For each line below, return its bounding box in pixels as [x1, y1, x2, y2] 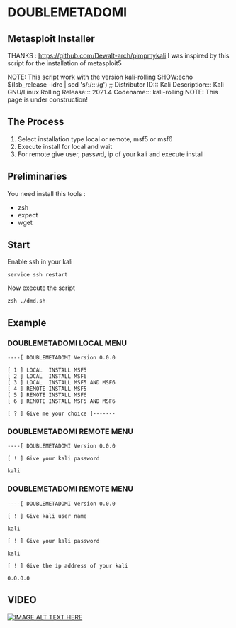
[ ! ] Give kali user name [7, 512, 87, 519]
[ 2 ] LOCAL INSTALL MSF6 [7, 373, 87, 380]
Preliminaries [7, 170, 67, 183]
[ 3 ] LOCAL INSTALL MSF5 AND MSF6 [7, 379, 116, 386]
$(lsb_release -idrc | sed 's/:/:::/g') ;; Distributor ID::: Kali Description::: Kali [7, 80, 225, 89]
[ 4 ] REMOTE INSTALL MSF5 [7, 385, 87, 393]
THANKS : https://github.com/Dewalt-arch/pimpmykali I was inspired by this [7, 51, 230, 60]
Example [7, 317, 47, 329]
